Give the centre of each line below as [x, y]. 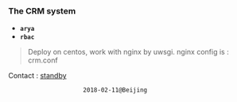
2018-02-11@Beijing [115, 90]
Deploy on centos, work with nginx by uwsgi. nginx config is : [128, 52]
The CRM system [42, 11]
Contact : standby [37, 76]
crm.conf [43, 60]
